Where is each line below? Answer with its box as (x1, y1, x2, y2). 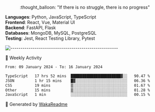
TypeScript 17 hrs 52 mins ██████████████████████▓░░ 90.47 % (5, 73, 150, 78)
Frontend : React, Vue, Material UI (5, 20, 75, 25)
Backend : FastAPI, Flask (5, 25, 56, 31)
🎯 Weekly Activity (5, 55, 42, 61)
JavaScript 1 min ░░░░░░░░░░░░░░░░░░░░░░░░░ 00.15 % (5, 92, 150, 97)
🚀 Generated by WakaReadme (5, 101, 68, 107)
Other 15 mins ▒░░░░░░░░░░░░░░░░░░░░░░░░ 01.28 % (5, 87, 150, 92)
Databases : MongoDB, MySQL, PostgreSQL (5, 30, 97, 36)
